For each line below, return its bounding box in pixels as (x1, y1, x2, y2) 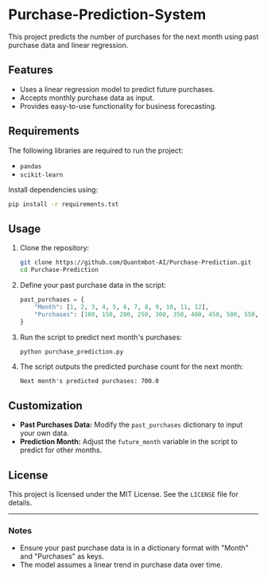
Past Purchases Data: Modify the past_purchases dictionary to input (19, 420, 243, 430)
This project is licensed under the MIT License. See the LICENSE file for (8, 490, 238, 498)
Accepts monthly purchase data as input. (19, 93, 155, 103)
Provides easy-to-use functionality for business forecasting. (19, 101, 217, 110)
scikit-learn (19, 171, 64, 179)
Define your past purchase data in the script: (19, 281, 167, 289)
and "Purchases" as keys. (19, 552, 105, 561)
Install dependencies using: (8, 184, 99, 194)
